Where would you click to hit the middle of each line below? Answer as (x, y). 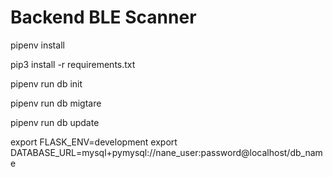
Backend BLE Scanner (103, 17)
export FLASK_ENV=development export (94, 142)
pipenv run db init (46, 83)
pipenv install (37, 45)
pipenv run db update (55, 122)
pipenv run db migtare (56, 103)
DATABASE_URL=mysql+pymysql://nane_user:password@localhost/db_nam (166, 152)
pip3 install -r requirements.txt (73, 64)
